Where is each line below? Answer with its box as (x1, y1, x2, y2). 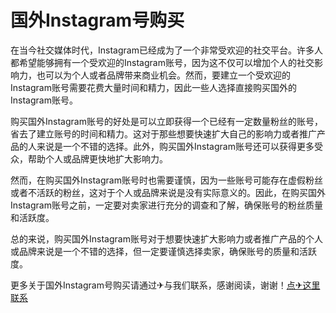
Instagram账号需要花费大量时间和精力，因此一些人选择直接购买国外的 (10, 81, 297, 93)
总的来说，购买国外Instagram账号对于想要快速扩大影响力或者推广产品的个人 (10, 232, 323, 245)
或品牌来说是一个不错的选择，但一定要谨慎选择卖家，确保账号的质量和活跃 (10, 245, 317, 257)
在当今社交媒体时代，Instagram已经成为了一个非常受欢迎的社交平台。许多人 (10, 44, 323, 56)
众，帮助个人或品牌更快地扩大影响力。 (10, 152, 168, 165)
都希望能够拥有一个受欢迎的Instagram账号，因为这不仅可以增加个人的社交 (10, 56, 315, 68)
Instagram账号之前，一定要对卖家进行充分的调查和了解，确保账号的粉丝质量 (10, 199, 323, 211)
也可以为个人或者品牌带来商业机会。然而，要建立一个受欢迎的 (36, 69, 291, 81)
